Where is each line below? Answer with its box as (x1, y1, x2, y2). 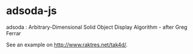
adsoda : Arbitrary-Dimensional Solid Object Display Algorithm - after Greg (6, 23, 188, 31)
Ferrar (6, 29, 21, 36)
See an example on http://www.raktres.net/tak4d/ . (6, 41, 128, 48)
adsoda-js (6, 4, 57, 18)
